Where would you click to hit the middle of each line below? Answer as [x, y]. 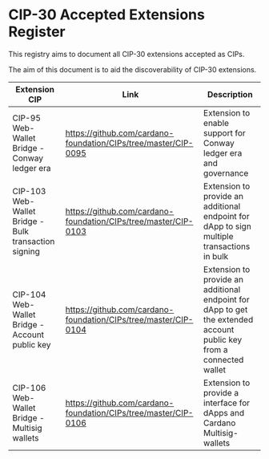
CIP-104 [29, 294]
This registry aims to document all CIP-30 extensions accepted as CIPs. [126, 54]
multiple [218, 236]
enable [216, 123]
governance [226, 173]
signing [26, 251]
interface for [227, 403]
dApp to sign [227, 226]
